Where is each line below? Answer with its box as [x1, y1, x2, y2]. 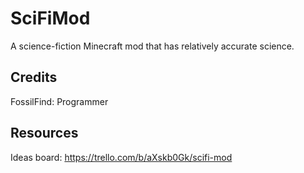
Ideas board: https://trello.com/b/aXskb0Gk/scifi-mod [10, 151, 233, 163]
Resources [10, 125, 79, 142]
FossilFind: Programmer [10, 95, 109, 107]
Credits [10, 69, 58, 86]
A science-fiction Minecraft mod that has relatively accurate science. [10, 40, 295, 52]
